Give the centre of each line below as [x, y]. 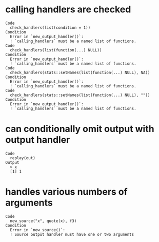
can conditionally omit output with [80, 129]
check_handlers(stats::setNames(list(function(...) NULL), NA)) [80, 72]
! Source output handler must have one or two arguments [72, 234]
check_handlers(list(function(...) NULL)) [56, 50]
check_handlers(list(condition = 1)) [50, 27]
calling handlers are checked [68, 10]
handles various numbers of [66, 192]
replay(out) [23, 158]
